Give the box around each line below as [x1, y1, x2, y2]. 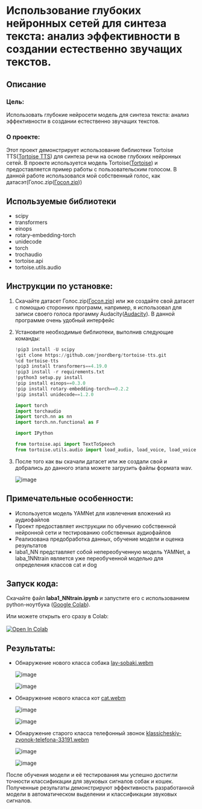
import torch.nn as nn [14, 414, 72, 420]
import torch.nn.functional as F [14, 419, 99, 426]
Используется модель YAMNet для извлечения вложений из [14, 509, 171, 517]
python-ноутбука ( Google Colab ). [6, 601, 90, 609]
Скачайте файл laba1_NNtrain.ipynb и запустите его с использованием [6, 595, 190, 602]
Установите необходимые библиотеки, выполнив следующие [14, 328, 174, 335]
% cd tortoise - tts [14, 358, 59, 364]
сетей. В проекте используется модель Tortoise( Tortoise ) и [6, 159, 158, 167]
